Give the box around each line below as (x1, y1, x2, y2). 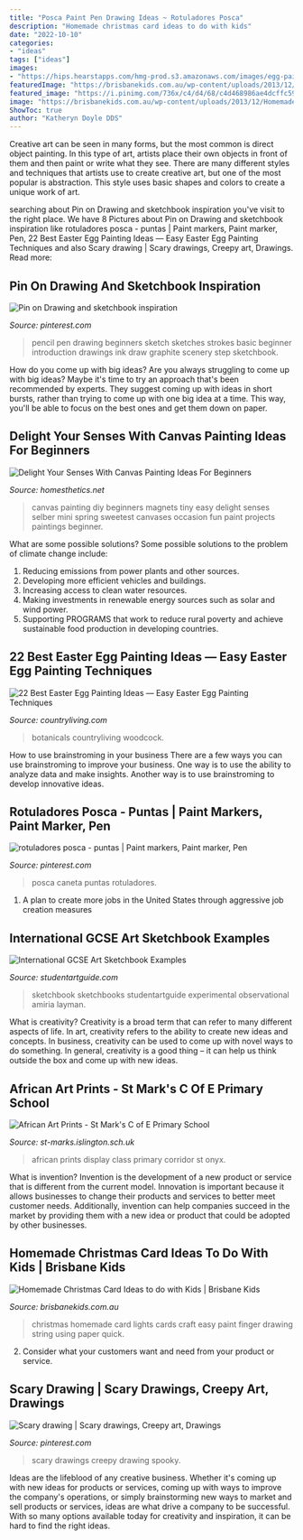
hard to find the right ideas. (9, 1520, 111, 1531)
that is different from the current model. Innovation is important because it (9, 1182, 285, 1192)
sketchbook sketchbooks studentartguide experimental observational (31, 989, 290, 1000)
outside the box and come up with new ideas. (9, 1055, 179, 1066)
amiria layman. (31, 999, 87, 1010)
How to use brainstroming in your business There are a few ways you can (9, 749, 282, 760)
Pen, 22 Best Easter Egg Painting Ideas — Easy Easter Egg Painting (9, 233, 259, 244)
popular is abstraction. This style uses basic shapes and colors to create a (9, 177, 286, 188)
